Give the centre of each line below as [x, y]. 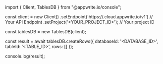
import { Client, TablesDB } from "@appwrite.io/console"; [63, 7]
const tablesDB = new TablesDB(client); [46, 32]
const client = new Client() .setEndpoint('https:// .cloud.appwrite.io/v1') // [79, 17]
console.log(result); [25, 56]
